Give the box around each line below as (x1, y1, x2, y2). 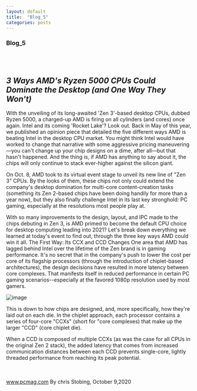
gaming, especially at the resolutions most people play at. (6, 203, 146, 210)
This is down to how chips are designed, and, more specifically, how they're (6, 306, 190, 313)
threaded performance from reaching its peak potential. (6, 354, 141, 362)
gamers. (6, 283, 26, 290)
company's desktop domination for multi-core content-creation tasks (6, 184, 173, 191)
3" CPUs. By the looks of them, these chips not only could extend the (6, 177, 174, 184)
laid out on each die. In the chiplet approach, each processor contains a (6, 312, 181, 319)
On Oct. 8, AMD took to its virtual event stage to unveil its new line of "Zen (6, 171, 186, 178)
